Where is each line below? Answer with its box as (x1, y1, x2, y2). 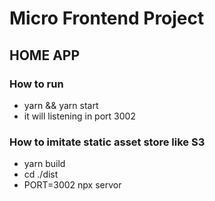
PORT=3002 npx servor (23, 179, 122, 191)
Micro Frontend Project (9, 7, 205, 30)
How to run (9, 77, 64, 91)
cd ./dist (23, 168, 59, 181)
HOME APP (9, 47, 81, 64)
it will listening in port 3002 (23, 110, 136, 122)
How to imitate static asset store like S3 (9, 135, 206, 149)
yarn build (23, 158, 66, 170)
